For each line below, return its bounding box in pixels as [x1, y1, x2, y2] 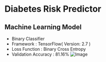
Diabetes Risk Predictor [4, 3, 102, 15]
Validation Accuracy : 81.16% [11, 51, 70, 57]
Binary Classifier [11, 36, 45, 41]
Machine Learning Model [4, 23, 82, 31]
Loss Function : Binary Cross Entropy [11, 46, 86, 52]
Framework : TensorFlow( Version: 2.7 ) [11, 41, 91, 47]
